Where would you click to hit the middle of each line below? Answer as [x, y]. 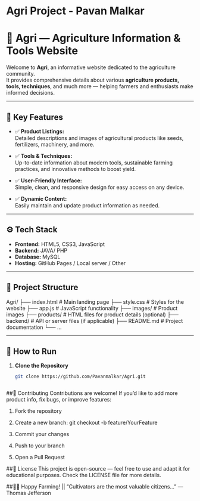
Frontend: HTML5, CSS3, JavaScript [60, 244]
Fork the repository [38, 411]
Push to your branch [40, 446]
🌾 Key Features [35, 117]
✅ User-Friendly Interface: [48, 181]
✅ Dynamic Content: [41, 198]
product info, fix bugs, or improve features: [59, 400]
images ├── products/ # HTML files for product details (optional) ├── [92, 315]
